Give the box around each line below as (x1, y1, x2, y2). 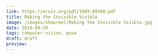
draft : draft (6, 36, 38, 41)
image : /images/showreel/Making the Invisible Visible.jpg (6, 19, 153, 25)
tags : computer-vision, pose (6, 30, 77, 36)
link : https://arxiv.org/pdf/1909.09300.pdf (6, 8, 116, 15)
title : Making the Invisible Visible (6, 14, 98, 20)
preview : (6, 41, 27, 47)
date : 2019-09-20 (6, 24, 48, 31)
